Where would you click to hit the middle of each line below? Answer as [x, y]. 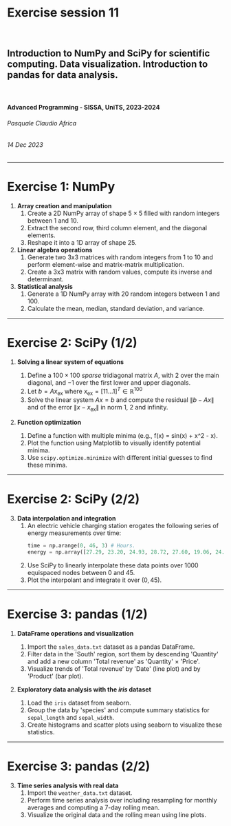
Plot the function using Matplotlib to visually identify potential [114, 443]
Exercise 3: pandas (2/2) [79, 766]
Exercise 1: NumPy [61, 187]
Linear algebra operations [55, 250]
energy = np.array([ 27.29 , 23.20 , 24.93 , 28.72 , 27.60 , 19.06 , [120, 552]
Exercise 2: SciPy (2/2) [74, 500]
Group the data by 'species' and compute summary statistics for [118, 710]
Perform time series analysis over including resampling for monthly [122, 800]
